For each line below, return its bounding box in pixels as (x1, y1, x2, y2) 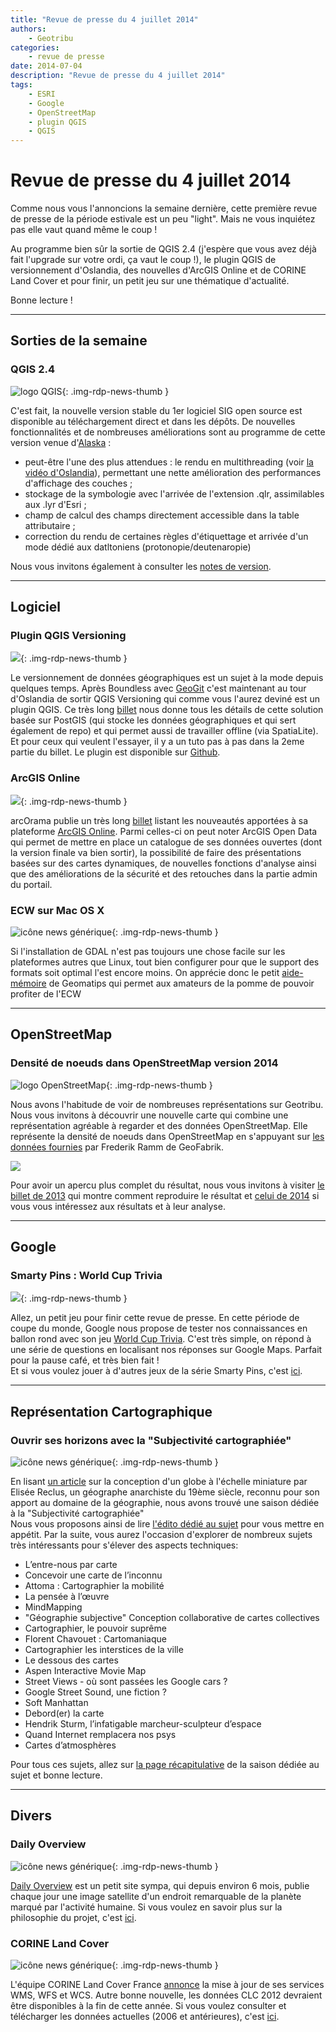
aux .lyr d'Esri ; (24, 498, 87, 510)
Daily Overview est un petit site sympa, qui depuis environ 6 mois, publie (10, 1879, 310, 1891)
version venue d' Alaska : (10, 436, 112, 448)
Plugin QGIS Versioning (10, 629, 127, 643)
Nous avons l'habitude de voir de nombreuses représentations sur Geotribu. (10, 1098, 324, 1110)
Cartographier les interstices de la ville (24, 1644, 184, 1656)
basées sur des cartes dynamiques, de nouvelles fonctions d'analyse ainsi (10, 857, 317, 869)
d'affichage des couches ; (24, 477, 133, 489)
